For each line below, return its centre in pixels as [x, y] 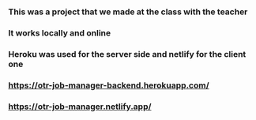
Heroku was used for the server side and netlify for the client [127, 54]
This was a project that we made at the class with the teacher [128, 12]
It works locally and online [60, 32]
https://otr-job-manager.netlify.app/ [80, 107]
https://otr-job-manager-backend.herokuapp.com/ [109, 85]
